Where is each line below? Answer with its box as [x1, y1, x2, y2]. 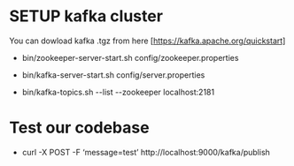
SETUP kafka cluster [9, 6, 164, 26]
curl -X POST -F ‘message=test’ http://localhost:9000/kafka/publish [21, 147, 270, 157]
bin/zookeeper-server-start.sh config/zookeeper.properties [21, 52, 239, 63]
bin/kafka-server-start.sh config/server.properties [21, 69, 205, 80]
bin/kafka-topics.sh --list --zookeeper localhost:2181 [21, 87, 215, 97]
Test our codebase [9, 117, 150, 138]
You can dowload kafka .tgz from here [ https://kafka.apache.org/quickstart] [9, 35, 286, 46]
